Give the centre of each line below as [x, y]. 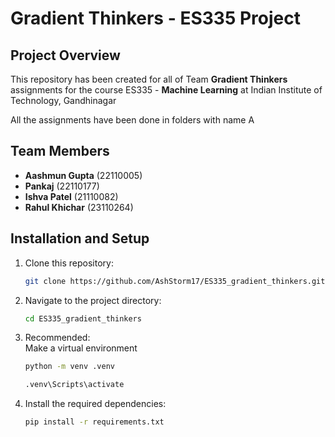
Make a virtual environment [81, 348]
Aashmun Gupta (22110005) [83, 175]
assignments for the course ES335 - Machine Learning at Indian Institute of [166, 90]
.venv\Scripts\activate [74, 385]
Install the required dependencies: [95, 404]
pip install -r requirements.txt [94, 422]
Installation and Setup [80, 238]
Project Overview [65, 55]
